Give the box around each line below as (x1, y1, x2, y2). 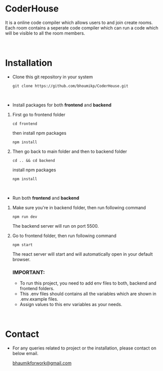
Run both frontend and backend (12, 195, 80, 201)
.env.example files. (19, 296, 59, 302)
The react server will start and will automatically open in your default (12, 251, 153, 257)
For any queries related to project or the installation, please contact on (12, 345, 157, 351)
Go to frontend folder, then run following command (12, 233, 117, 239)
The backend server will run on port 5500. (12, 223, 99, 229)
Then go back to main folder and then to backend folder (12, 148, 127, 154)
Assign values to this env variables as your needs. (19, 302, 123, 308)
